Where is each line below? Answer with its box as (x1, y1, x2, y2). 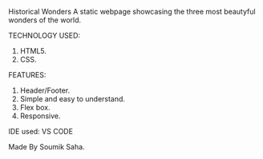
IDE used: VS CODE (8, 127, 74, 136)
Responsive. (19, 111, 61, 121)
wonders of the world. (8, 15, 82, 25)
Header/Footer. (19, 85, 71, 95)
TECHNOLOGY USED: (8, 31, 81, 40)
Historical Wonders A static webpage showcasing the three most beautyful (8, 7, 256, 16)
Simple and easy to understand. (19, 94, 126, 103)
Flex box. (19, 103, 51, 112)
